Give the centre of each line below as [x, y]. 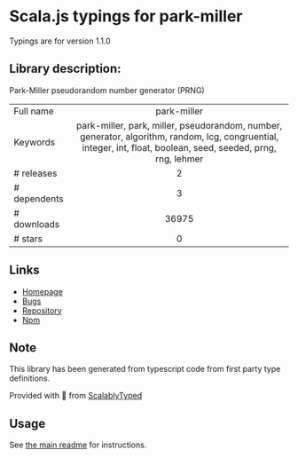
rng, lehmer [179, 159]
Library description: [65, 69]
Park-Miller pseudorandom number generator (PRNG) [107, 90]
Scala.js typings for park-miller [126, 16]
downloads [37, 224]
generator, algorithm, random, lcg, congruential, [179, 137]
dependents [39, 199]
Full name [34, 111]
